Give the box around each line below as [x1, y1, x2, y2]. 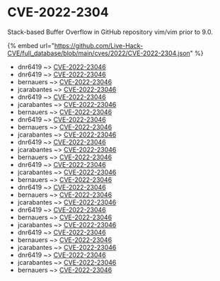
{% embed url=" [7, 41, 55, 50]
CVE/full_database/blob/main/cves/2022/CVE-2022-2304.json [7, 49, 191, 57]
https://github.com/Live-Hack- [54, 41, 144, 50]
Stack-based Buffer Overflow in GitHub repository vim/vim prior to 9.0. [7, 28, 214, 36]
